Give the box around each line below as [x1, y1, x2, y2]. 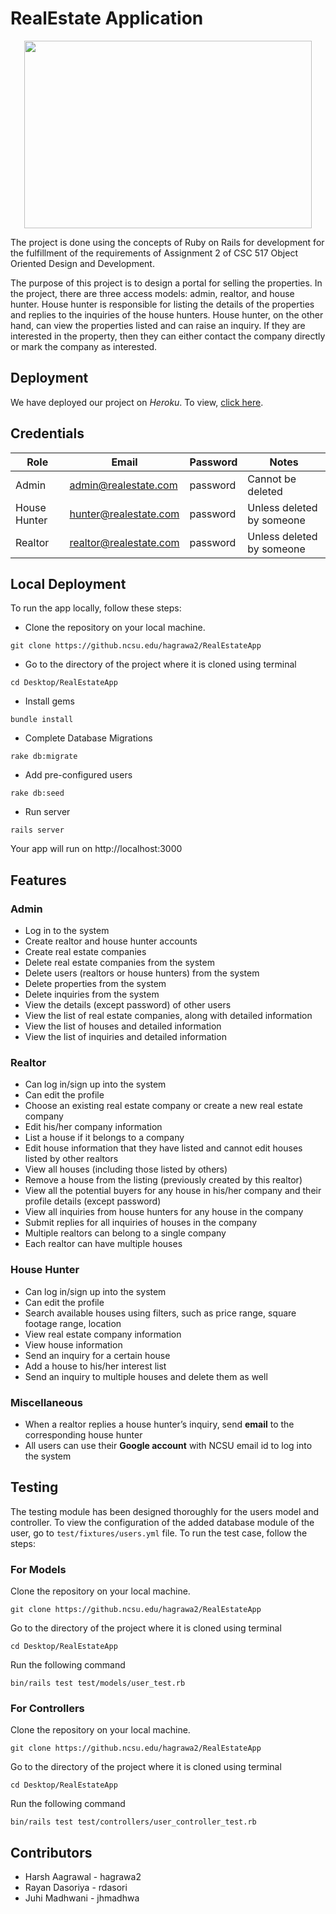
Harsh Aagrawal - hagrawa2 [24, 1871, 142, 1883]
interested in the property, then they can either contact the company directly [10, 330, 326, 342]
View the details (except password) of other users [24, 999, 232, 1011]
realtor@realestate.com [69, 535, 180, 549]
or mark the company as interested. [10, 340, 158, 352]
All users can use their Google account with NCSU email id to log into [24, 1439, 313, 1451]
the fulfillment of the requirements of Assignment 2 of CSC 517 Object [10, 247, 299, 259]
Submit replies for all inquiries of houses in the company [24, 1217, 258, 1229]
